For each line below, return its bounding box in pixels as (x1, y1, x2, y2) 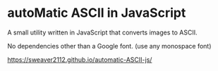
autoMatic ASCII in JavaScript (7, 5, 186, 21)
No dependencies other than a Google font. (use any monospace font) (7, 41, 212, 50)
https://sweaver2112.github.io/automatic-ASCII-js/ (7, 55, 152, 64)
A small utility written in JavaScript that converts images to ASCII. (7, 28, 198, 37)
